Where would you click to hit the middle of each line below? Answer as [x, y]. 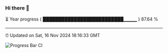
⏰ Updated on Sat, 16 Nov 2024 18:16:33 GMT [53, 35]
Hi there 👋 [17, 8]
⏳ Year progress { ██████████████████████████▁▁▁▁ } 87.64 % [82, 19]
